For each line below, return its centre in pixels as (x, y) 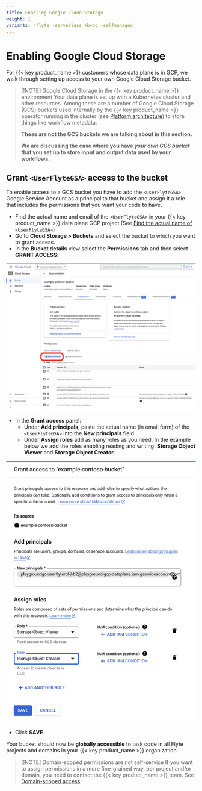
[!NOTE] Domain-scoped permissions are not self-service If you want (107, 762)
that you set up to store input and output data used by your (96, 152)
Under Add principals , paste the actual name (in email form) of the (107, 427)
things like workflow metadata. (59, 123)
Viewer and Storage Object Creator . (69, 452)
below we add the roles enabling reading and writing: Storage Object (109, 446)
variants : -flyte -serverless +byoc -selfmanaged (70, 25)
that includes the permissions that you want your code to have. (84, 205)
